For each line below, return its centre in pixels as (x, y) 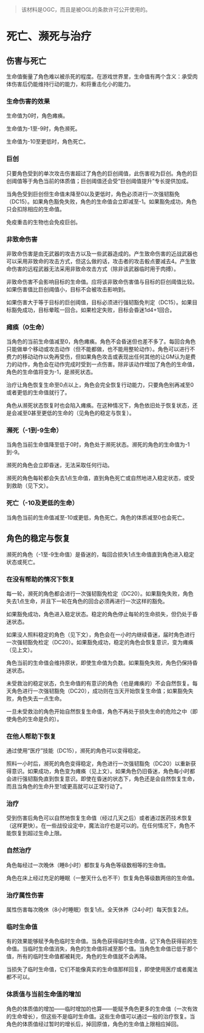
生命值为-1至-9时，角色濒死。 (43, 129)
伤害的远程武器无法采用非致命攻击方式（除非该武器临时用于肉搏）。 (95, 269)
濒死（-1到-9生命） (34, 430)
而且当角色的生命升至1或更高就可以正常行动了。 (66, 787)
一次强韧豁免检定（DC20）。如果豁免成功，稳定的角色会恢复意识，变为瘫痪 (100, 642)
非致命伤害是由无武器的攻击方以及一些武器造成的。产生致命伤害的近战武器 (99, 253)
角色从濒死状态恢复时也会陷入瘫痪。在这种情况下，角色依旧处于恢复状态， (99, 405)
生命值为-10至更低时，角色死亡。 (48, 142)
